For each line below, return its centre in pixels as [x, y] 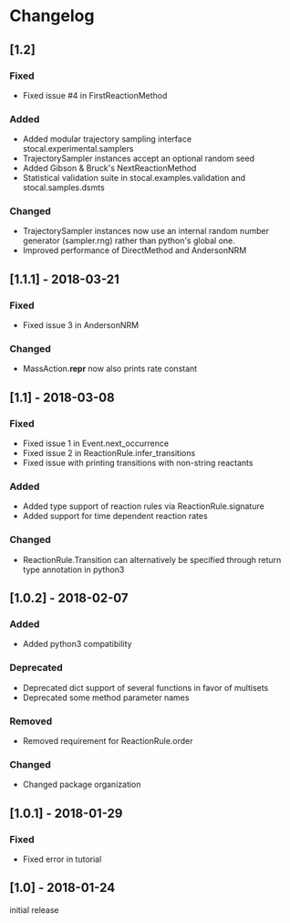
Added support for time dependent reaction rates [115, 516]
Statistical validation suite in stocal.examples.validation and [134, 178]
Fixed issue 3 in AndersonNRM [81, 325]
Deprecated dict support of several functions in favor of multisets [145, 687]
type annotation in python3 [73, 569]
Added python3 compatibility [77, 644]
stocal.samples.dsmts [63, 187]
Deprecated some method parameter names [106, 697]
